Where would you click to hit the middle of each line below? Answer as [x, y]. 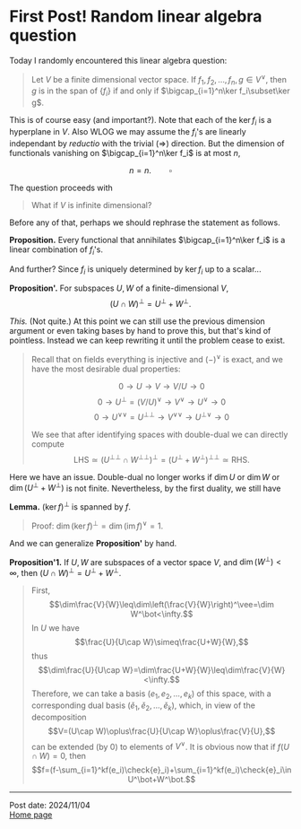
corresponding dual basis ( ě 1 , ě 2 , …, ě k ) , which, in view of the [143, 706]
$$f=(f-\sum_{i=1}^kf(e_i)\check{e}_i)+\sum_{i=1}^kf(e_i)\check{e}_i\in [161, 770]
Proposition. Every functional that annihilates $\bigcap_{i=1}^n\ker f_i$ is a [147, 240]
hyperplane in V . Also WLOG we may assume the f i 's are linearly [128, 132]
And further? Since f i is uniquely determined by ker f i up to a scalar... [135, 270]
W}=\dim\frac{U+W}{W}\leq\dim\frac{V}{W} [204, 669]
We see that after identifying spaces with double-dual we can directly [159, 434]
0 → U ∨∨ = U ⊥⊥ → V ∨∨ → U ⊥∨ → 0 [162, 416]
